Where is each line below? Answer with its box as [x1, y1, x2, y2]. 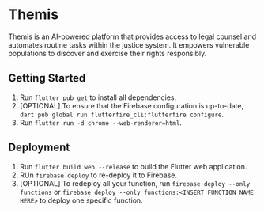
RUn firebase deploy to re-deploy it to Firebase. [19, 170, 178, 180]
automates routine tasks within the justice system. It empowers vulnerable [8, 40, 250, 49]
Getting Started [8, 71, 86, 85]
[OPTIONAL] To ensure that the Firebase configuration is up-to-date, [19, 101, 244, 110]
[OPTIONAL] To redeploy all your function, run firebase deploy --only [19, 178, 251, 188]
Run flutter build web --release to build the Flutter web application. [19, 162, 247, 171]
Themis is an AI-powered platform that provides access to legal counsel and [8, 32, 257, 41]
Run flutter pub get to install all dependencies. [19, 93, 176, 102]
